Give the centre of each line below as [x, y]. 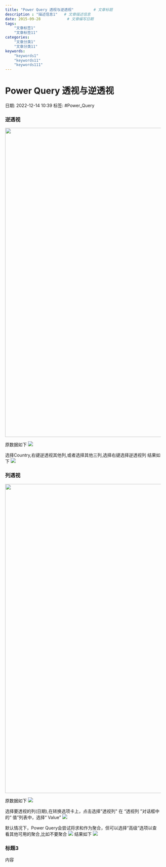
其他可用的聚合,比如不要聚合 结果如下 [50, 834]
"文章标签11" [26, 33]
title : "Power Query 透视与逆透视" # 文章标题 [59, 10]
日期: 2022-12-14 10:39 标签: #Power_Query [50, 106]
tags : [11, 23]
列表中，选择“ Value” [40, 817]
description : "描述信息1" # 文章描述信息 [48, 14]
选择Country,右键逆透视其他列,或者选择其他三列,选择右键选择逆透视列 [76, 455]
